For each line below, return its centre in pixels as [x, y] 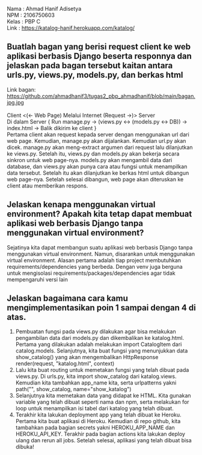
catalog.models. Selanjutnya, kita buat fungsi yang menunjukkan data [102, 351]
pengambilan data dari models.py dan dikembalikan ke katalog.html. [100, 338]
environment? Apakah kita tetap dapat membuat [99, 214]
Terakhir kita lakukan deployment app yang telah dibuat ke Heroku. [99, 415]
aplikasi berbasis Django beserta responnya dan [99, 56]
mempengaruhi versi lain [37, 279]
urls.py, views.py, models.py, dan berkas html [95, 75]
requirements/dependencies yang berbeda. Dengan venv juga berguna [95, 266]
